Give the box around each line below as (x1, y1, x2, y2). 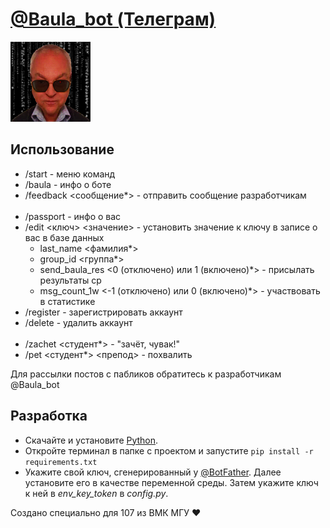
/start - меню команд (24, 168, 116, 180)
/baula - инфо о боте (24, 178, 112, 190)
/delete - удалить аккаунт (24, 316, 133, 328)
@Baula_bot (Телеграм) (10, 8, 217, 31)
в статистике (39, 295, 96, 307)
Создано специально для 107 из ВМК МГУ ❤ (10, 506, 202, 518)
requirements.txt (24, 457, 98, 467)
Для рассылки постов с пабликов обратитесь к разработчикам (10, 368, 282, 380)
